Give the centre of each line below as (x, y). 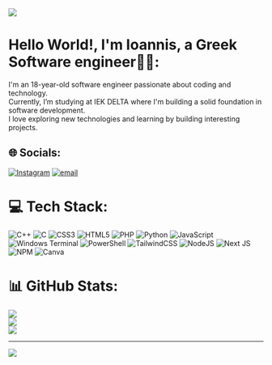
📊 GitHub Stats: (64, 286)
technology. (28, 93)
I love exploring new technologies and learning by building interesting (124, 119)
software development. (47, 110)
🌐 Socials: (35, 153)
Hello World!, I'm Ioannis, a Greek (123, 45)
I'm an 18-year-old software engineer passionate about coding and (120, 84)
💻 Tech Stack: (58, 206)
